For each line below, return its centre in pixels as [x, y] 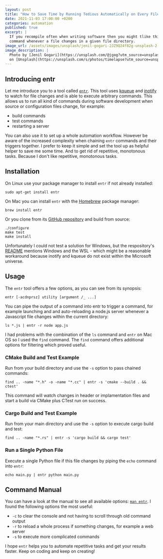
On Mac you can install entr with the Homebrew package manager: [72, 201]
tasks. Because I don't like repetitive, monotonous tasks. [61, 156]
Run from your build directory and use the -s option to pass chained [73, 368]
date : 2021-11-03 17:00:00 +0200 [39, 19]
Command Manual [33, 490]
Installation [22, 172]
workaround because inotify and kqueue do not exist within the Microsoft [78, 256]
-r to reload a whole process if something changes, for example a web [83, 526]
